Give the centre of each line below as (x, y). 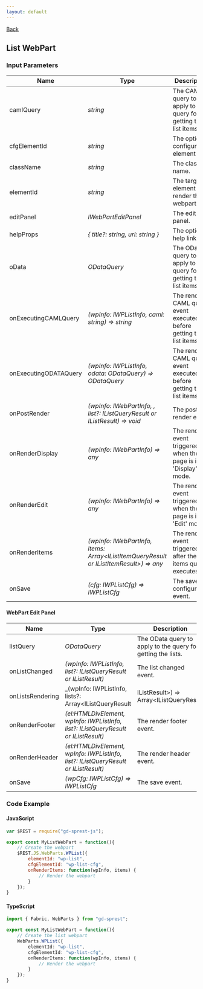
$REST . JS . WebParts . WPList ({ (52, 853)
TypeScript (21, 906)
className (25, 167)
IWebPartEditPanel (114, 217)
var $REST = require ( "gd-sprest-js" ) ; (55, 831)
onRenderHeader (34, 757)
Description (170, 628)
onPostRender (30, 413)
